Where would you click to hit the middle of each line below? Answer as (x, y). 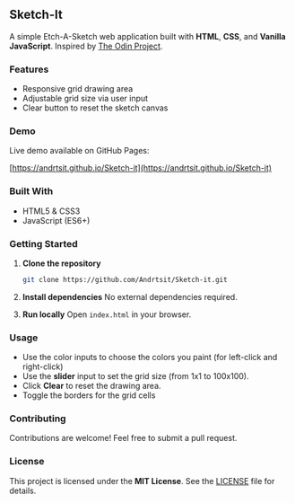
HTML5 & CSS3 (51, 211)
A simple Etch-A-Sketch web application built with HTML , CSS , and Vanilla (147, 36)
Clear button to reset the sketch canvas (95, 108)
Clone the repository (61, 263)
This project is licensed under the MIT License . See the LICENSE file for (142, 481)
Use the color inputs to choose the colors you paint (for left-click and (150, 357)
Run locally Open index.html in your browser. (107, 314)
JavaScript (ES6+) (56, 220)
